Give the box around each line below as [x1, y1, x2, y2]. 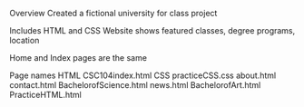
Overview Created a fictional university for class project [9, 8, 218, 18]
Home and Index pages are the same [9, 53, 148, 63]
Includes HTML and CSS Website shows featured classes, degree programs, [9, 25, 296, 35]
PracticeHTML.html [9, 90, 82, 100]
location [9, 35, 40, 45]
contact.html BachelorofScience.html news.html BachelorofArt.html [9, 80, 261, 90]
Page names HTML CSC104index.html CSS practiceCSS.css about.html [9, 70, 277, 81]
